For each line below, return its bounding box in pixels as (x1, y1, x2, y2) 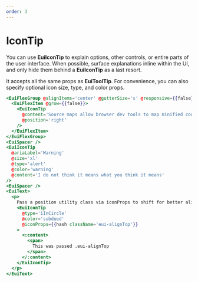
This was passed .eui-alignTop (32, 243, 110, 250)
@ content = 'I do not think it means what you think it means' (11, 172, 165, 178)
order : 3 (6, 8, 28, 15)
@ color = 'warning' (11, 166, 54, 172)
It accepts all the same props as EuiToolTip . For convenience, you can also (6, 77, 189, 84)
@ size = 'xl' (11, 156, 38, 162)
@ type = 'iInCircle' (21, 210, 67, 216)
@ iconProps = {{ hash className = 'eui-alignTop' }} (21, 221, 138, 227)
